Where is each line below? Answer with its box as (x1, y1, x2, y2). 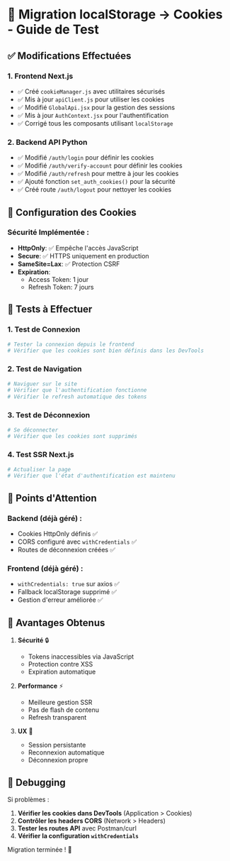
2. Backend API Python (7, 137, 88, 147)
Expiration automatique (28, 667, 96, 676)
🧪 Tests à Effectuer (7, 303, 93, 315)
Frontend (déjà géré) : (7, 564, 84, 574)
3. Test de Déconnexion (7, 410, 91, 420)
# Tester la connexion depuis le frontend (7, 341, 134, 348)
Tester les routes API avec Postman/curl (17, 823, 137, 833)
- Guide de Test (7, 21, 99, 38)
